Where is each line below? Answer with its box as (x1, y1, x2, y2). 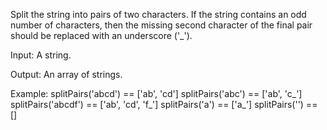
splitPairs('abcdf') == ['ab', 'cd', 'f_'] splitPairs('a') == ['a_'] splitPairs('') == (10, 99, 318, 110)
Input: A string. (10, 49, 72, 61)
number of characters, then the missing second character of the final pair (10, 19, 313, 31)
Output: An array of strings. (10, 69, 123, 80)
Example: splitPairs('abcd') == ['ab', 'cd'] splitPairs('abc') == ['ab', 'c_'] (10, 88, 303, 99)
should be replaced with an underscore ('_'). (10, 30, 193, 41)
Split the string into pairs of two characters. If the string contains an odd (10, 9, 307, 20)
